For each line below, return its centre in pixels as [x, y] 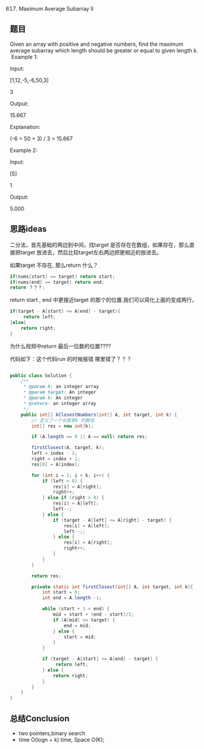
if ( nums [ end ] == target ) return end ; [57, 282]
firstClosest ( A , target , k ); [68, 448]
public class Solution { [41, 375]
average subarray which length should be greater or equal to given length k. [104, 50]
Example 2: [24, 150]
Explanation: [25, 127]
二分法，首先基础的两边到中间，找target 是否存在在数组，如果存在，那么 [100, 245]
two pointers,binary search [52, 733]
